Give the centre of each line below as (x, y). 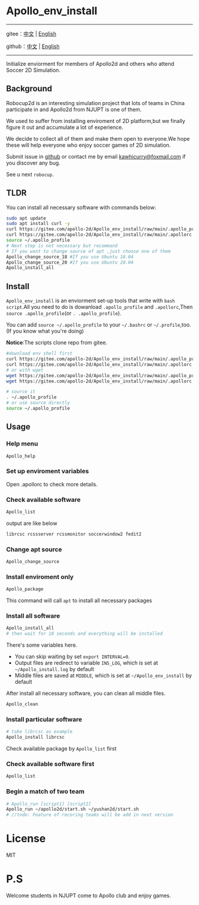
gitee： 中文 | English (31, 33)
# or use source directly (38, 403)
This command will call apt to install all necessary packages (79, 600)
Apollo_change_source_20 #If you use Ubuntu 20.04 (70, 262)
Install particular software (44, 719)
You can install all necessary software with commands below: (81, 207)
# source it (21, 392)
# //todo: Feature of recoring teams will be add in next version (90, 815)
